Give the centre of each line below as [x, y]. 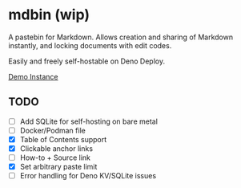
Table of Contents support [63, 139]
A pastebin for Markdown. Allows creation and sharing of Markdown [121, 37]
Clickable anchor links [56, 148]
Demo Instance [33, 76]
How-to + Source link [55, 157]
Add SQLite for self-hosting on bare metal [89, 121]
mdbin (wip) [49, 15]
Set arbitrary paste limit [58, 167]
